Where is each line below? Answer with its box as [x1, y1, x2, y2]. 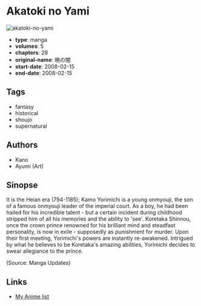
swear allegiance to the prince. [6, 247, 84, 255]
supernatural [15, 122, 47, 130]
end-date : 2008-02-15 [15, 69, 73, 76]
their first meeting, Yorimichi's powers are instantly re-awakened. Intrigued [6, 234, 193, 242]
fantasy [15, 103, 35, 110]
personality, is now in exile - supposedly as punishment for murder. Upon [6, 228, 189, 236]
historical [15, 109, 38, 116]
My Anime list [15, 293, 50, 301]
